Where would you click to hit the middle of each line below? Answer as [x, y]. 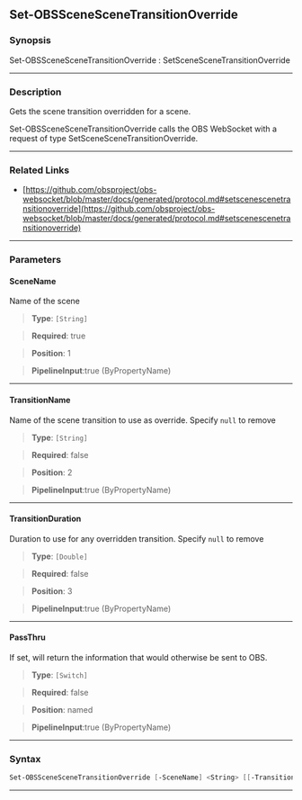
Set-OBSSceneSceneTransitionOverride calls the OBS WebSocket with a [143, 129]
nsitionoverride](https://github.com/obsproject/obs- [119, 209]
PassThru [28, 637]
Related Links [40, 170]
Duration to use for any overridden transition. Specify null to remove [137, 538]
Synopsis [30, 40]
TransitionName [40, 400]
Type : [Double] [59, 556]
